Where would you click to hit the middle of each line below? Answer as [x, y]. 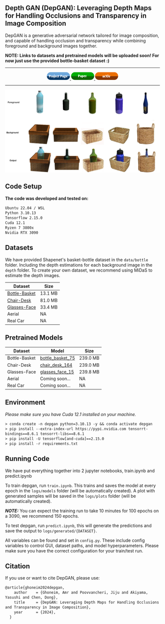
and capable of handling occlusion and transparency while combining [76, 40]
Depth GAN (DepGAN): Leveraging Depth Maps [78, 8]
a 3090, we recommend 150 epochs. [42, 516]
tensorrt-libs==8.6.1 [62, 434]
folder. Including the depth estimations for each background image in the [79, 265]
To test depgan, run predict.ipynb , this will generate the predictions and [78, 525]
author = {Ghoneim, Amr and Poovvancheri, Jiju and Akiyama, [81, 593]
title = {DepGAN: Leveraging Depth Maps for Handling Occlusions [87, 603]
